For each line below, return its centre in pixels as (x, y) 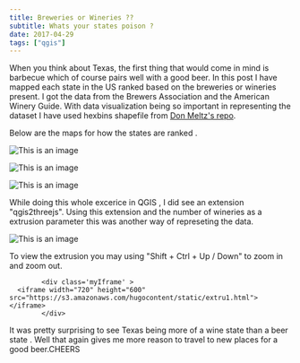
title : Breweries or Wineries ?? (72, 17)
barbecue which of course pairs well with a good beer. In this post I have (143, 78)
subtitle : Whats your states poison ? (81, 26)
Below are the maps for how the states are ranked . (103, 133)
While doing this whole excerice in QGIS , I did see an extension (127, 203)
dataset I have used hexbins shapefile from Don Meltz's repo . (123, 116)
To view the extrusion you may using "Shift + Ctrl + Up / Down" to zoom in (146, 256)
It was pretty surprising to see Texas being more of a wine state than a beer (149, 330)
